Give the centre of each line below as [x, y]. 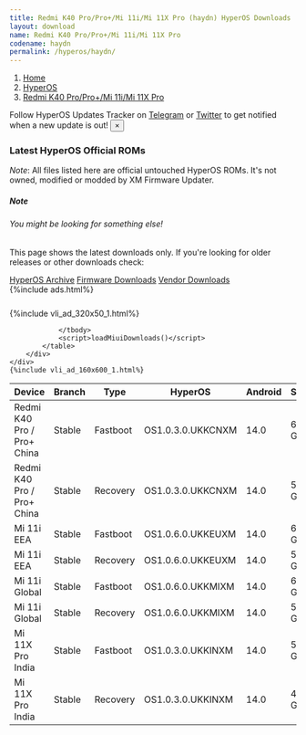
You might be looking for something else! [87, 224]
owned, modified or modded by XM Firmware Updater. [112, 180]
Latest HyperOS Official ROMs [77, 151]
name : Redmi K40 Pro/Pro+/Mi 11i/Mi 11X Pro [95, 35]
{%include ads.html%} [51, 289]
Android [264, 392]
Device [30, 392]
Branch [70, 392]
